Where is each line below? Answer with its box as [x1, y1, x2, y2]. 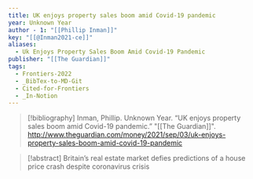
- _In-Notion [15, 92, 58, 100]
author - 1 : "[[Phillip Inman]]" [8, 26, 118, 34]
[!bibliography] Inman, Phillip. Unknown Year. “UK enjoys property [27, 113, 241, 122]
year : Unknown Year [8, 19, 72, 27]
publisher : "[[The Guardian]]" [8, 56, 111, 64]
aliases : [8, 41, 37, 49]
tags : [8, 63, 26, 71]
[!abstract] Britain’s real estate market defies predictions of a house [27, 154, 246, 163]
